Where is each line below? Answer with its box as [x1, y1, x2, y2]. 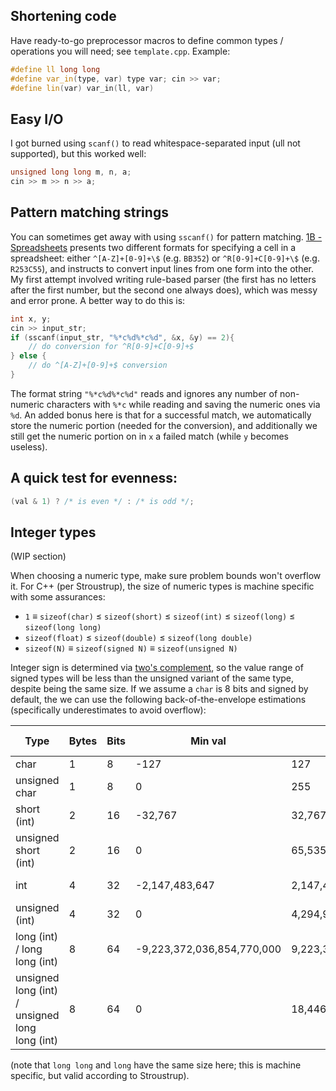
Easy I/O [10, 110, 64, 128]
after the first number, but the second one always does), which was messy [10, 284, 318, 296]
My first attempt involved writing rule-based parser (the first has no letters [10, 273, 317, 285]
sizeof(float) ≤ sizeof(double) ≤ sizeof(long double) [24, 632, 253, 644]
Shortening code [10, 8, 117, 25]
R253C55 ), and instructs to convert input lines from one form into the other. [10, 262, 315, 274]
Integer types [10, 524, 97, 541]
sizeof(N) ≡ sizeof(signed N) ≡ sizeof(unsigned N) [24, 642, 238, 654]
